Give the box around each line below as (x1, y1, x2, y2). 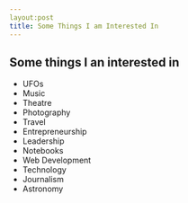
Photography (22, 107, 71, 118)
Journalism (22, 174, 65, 185)
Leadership (22, 136, 65, 146)
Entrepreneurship (22, 127, 87, 137)
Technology (22, 164, 67, 175)
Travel (22, 117, 47, 128)
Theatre (22, 98, 52, 109)
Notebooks (22, 146, 64, 156)
